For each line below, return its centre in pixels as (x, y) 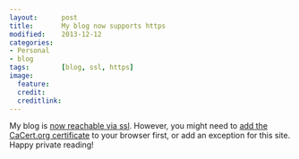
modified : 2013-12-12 (56, 34)
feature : (34, 84)
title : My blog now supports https (88, 26)
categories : (31, 42)
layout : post (43, 17)
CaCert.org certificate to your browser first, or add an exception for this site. (150, 136)
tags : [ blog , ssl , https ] (72, 68)
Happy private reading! (51, 145)
